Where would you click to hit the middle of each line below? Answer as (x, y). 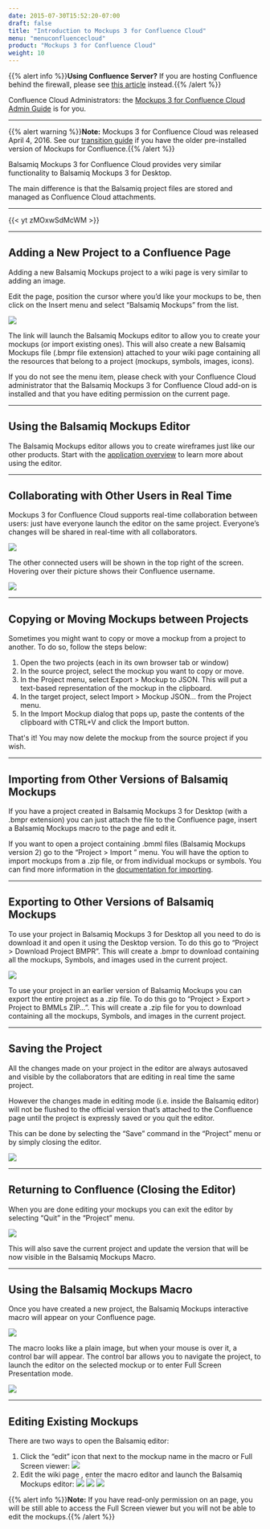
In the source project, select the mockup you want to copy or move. (132, 671)
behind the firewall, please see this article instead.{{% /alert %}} (115, 84)
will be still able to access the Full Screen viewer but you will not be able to (132, 1508)
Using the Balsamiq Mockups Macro (100, 1289)
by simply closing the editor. (55, 1142)
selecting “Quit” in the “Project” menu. (72, 1217)
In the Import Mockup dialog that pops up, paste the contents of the (132, 714)
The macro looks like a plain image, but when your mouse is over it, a (123, 1348)
